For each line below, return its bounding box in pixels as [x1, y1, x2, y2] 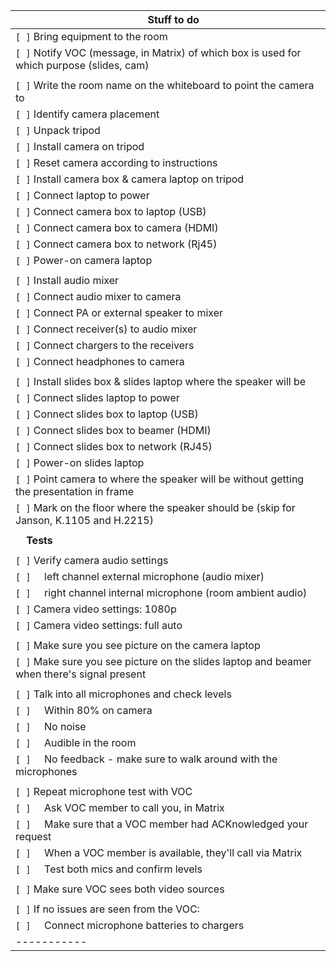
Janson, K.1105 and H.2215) [15, 514, 154, 527]
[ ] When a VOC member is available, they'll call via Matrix [15, 846, 303, 859]
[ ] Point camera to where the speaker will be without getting [15, 472, 305, 486]
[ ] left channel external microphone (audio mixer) [15, 570, 265, 583]
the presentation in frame [15, 485, 135, 498]
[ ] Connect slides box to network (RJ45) [15, 440, 213, 453]
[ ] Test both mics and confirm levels [15, 862, 203, 876]
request [15, 830, 52, 843]
